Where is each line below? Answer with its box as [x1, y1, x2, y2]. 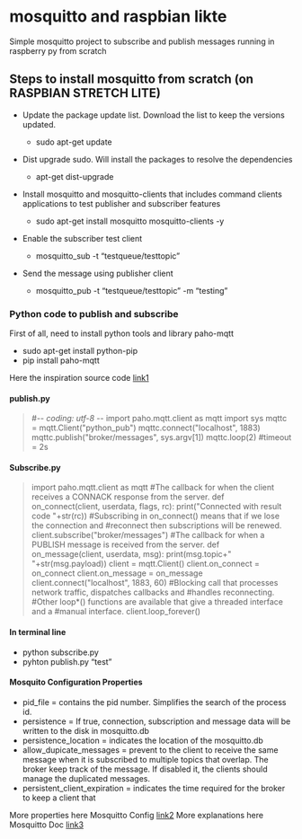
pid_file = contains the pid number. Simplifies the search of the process [22, 696, 287, 707]
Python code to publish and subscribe [9, 307, 179, 320]
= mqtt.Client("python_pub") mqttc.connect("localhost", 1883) [31, 422, 261, 433]
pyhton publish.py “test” [22, 656, 112, 667]
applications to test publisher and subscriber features [22, 198, 221, 208]
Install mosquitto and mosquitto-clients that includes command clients [22, 189, 283, 199]
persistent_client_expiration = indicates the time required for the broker [22, 782, 286, 793]
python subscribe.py [22, 647, 99, 658]
